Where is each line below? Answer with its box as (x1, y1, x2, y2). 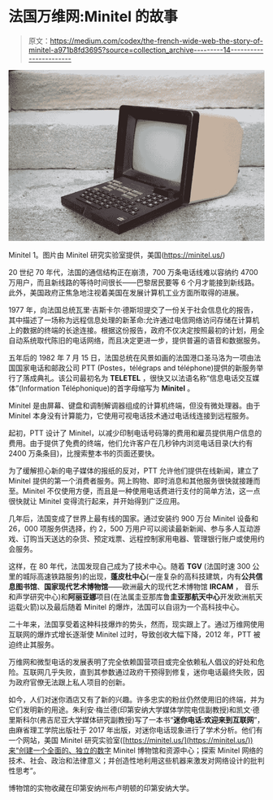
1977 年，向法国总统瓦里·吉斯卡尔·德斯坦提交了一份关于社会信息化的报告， (8, 304, 258, 314)
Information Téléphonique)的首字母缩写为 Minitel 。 (21, 383, 195, 393)
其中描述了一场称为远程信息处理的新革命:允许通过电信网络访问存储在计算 (8, 315, 253, 325)
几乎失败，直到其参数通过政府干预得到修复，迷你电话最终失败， (43, 667, 258, 676)
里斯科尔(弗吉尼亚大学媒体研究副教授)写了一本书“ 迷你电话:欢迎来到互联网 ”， (8, 715, 265, 724)
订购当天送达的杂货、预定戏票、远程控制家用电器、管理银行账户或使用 (22, 534, 258, 544)
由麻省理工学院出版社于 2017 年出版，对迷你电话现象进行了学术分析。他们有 (8, 725, 263, 735)
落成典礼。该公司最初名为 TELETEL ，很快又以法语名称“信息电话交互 (22, 373, 253, 383)
